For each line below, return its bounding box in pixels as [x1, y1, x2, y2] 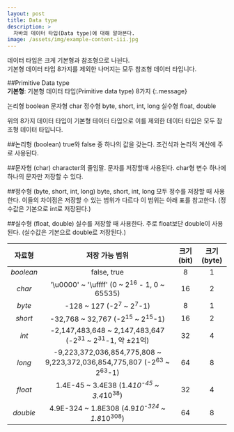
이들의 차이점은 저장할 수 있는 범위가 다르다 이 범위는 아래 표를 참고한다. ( [22, 196, 221, 204]
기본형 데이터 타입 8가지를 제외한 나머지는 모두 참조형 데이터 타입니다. [7, 65, 197, 73]
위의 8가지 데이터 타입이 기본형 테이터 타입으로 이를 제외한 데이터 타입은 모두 [7, 116, 216, 125]
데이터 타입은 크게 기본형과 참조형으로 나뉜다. [7, 56, 130, 65]
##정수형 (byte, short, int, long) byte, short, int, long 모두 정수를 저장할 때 [7, 187, 212, 196]
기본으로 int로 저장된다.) [25, 205, 91, 213]
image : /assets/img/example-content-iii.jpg [7, 36, 139, 43]
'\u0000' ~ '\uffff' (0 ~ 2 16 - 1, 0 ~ [49, 279, 165, 290]
